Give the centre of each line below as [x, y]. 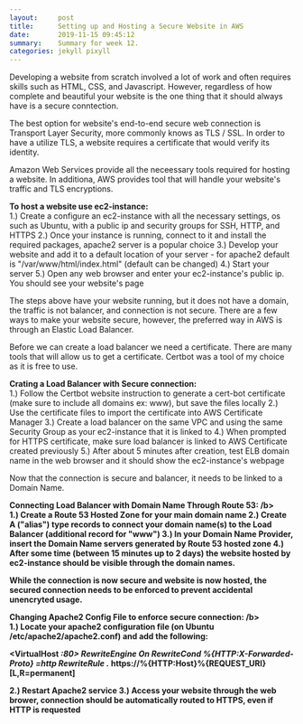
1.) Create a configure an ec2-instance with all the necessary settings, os [145, 216]
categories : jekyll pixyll [60, 52]
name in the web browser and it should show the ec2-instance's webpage [147, 461]
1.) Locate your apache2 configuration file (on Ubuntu [112, 627]
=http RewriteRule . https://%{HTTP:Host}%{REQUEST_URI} [151, 663]
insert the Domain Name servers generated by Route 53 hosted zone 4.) [147, 544]
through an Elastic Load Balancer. [72, 330]
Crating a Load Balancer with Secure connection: [103, 384]
